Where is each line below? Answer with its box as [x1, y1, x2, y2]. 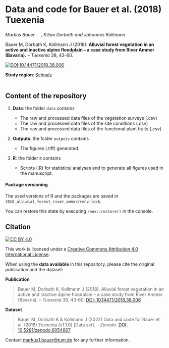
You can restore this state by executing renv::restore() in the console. [5, 208, 153, 214]
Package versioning [5, 182, 48, 188]
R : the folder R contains [12, 155, 61, 161]
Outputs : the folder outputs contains [12, 135, 89, 141]
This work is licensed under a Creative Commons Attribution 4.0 [5, 246, 139, 252]
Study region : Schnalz [5, 72, 52, 78]
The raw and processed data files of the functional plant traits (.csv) [20, 125, 162, 132]
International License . [5, 251, 50, 257]
